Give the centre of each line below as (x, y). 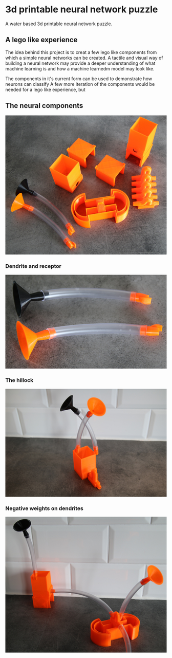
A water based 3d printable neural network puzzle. (59, 24)
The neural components (44, 106)
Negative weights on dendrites (44, 508)
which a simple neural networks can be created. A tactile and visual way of (84, 58)
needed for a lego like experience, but (45, 89)
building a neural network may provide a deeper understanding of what (80, 63)
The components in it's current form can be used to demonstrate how (79, 79)
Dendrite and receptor (33, 266)
